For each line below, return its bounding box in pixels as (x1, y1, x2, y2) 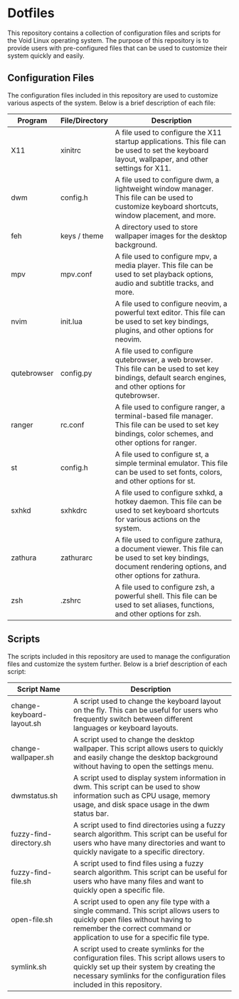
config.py (60, 368, 92, 378)
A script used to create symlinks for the (73, 943, 205, 953)
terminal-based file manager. (115, 411, 213, 421)
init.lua (60, 316, 83, 326)
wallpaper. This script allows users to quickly (73, 743, 224, 753)
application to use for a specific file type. (73, 932, 210, 942)
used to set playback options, (115, 269, 213, 279)
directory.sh (11, 838, 52, 848)
